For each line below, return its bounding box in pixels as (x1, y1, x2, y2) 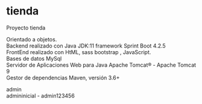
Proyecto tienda (6, 24, 46, 31)
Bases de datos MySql (6, 55, 62, 62)
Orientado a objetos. (6, 35, 57, 43)
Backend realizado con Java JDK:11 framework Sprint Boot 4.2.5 (6, 42, 166, 49)
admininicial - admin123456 (6, 92, 75, 99)
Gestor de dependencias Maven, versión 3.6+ (6, 74, 120, 81)
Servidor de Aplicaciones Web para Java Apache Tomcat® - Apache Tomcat (6, 61, 197, 69)
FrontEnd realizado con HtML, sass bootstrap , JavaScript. (6, 48, 151, 55)
